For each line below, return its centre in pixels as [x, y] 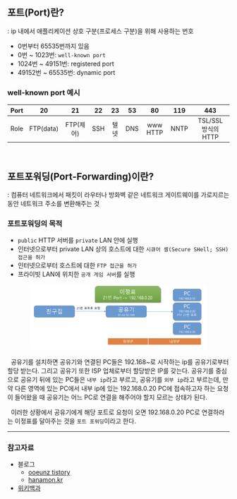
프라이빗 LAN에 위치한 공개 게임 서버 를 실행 [76, 275]
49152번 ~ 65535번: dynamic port [66, 72]
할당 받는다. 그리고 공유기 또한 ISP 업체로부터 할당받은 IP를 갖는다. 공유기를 [111, 371]
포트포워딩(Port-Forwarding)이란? [80, 176]
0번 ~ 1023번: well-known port [61, 54]
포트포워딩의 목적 [35, 224]
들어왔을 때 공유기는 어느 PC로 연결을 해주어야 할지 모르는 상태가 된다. [111, 397]
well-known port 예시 [44, 92]
